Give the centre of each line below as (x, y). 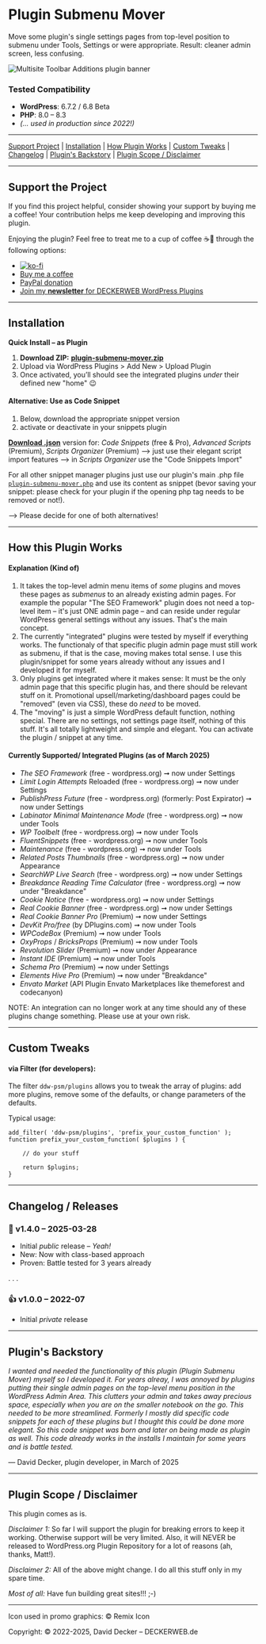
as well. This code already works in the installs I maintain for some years (127, 1439)
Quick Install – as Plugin (48, 342)
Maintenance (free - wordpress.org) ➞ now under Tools (110, 849)
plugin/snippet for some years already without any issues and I (122, 661)
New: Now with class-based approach (82, 1255)
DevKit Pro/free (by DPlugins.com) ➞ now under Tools (108, 925)
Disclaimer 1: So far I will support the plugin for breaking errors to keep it (127, 1529)
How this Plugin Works (65, 548)
